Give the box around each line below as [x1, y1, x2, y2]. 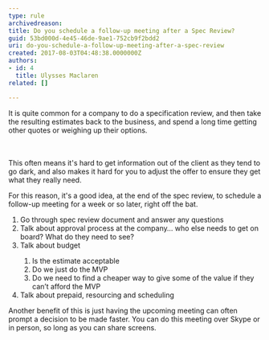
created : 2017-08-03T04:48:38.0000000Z [8, 49, 142, 57]
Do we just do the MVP [31, 264, 108, 274]
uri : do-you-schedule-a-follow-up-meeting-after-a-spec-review [8, 42, 225, 50]
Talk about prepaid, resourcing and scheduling [19, 290, 175, 300]
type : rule [8, 11, 45, 20]
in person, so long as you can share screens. [8, 322, 157, 332]
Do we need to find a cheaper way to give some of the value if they [31, 272, 255, 282]
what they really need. [8, 174, 82, 185]
